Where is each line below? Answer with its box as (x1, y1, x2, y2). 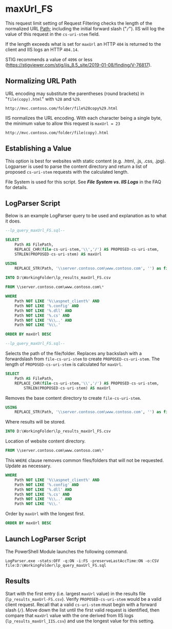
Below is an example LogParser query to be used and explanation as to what (5, 213, 167, 219)
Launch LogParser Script (5, 535, 86, 544)
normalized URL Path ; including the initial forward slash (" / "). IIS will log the (5, 25, 165, 31)
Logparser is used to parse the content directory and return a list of (5, 163, 147, 170)
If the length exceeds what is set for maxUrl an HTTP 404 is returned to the (5, 41, 161, 47)
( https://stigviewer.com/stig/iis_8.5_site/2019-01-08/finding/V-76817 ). (5, 62, 152, 68)
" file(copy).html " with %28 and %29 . (5, 96, 81, 102)
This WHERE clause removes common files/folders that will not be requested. (5, 457, 164, 463)
